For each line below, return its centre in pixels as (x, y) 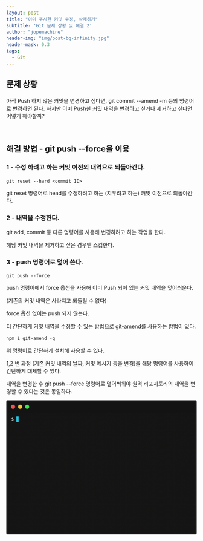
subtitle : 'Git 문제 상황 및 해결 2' (49, 25)
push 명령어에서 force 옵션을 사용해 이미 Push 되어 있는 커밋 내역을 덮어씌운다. (100, 288)
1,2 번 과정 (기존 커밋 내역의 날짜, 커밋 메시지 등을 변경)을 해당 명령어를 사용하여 (100, 364)
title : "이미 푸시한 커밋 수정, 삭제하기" (52, 19)
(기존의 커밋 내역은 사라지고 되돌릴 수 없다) (56, 301)
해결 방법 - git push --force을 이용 (68, 149)
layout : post (23, 13)
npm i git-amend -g (31, 339)
